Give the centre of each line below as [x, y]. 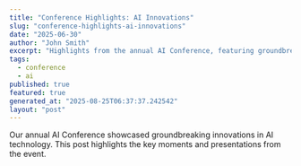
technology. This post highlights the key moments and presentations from [145, 144]
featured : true [38, 92]
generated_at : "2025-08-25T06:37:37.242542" [94, 101]
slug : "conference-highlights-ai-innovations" [98, 26]
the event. [28, 154]
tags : [19, 59]
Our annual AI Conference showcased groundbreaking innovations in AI [142, 135]
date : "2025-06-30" [46, 34]
